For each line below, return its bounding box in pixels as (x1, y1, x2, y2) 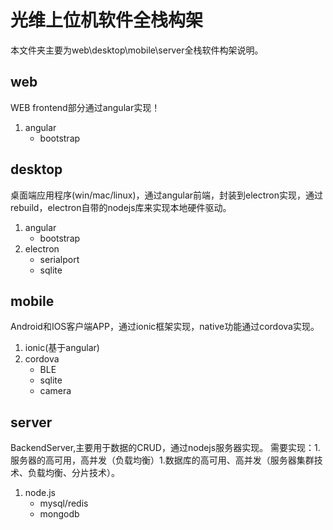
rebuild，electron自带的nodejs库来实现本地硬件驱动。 (10, 201, 232, 213)
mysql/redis (39, 497, 89, 510)
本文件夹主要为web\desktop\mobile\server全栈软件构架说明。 (10, 44, 264, 56)
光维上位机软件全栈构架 (10, 9, 204, 32)
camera (39, 385, 72, 397)
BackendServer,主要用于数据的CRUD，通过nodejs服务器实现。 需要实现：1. (10, 442, 321, 454)
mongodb (39, 508, 80, 520)
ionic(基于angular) (24, 342, 100, 354)
